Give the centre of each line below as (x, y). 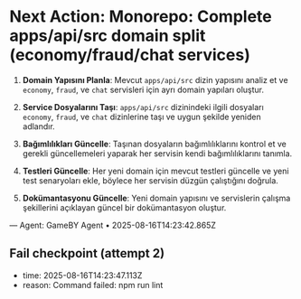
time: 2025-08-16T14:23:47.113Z (82, 275)
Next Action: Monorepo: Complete (141, 17)
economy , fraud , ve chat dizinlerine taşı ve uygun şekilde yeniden (142, 117)
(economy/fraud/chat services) (130, 55)
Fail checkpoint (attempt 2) (87, 253)
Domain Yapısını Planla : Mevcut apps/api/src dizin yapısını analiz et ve (155, 79)
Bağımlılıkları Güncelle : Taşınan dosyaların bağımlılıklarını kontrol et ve (154, 144)
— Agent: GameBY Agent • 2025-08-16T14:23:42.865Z (113, 225)
